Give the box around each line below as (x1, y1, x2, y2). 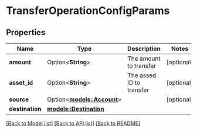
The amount (127, 54, 161, 62)
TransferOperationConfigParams (6, 4, 170, 18)
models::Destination (47, 105, 104, 113)
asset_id (9, 79, 33, 86)
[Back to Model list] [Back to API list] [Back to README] (6, 120, 141, 127)
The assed (127, 71, 157, 79)
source (9, 95, 29, 103)
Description (127, 45, 161, 53)
